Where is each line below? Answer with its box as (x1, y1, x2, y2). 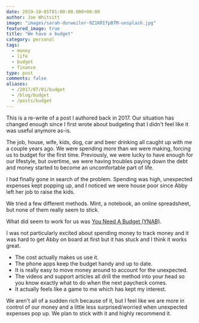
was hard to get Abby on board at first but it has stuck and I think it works (6, 236, 187, 243)
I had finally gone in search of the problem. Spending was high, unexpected (6, 175, 193, 182)
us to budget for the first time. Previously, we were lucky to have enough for (6, 151, 194, 159)
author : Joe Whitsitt (6, 14, 60, 20)
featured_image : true (6, 25, 60, 32)
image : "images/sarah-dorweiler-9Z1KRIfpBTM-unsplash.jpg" (6, 20, 157, 26)
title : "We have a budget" (6, 31, 74, 37)
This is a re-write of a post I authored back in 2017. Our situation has (6, 114, 174, 121)
